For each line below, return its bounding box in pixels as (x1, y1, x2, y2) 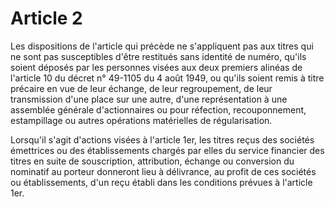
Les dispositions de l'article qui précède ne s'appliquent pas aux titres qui (10, 40, 314, 52)
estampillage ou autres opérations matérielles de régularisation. (10, 114, 273, 126)
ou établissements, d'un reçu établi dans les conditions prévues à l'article (10, 176, 313, 188)
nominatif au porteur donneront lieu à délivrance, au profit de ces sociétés (10, 165, 317, 177)
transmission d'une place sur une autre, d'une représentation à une (10, 93, 288, 105)
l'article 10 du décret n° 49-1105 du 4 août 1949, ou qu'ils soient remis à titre (10, 72, 325, 84)
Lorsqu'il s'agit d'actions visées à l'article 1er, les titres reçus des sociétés (10, 133, 315, 146)
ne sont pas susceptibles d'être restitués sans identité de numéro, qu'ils (10, 50, 307, 62)
